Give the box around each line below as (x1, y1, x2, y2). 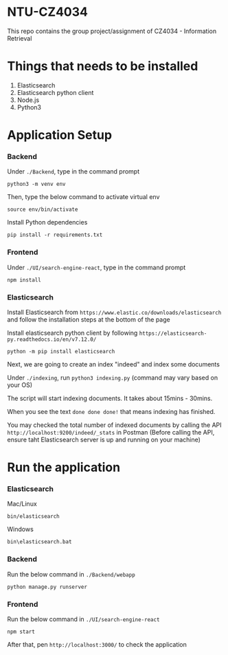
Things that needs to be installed (7, 59, 198, 74)
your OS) (7, 380, 33, 389)
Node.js (16, 96, 40, 104)
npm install (7, 276, 41, 283)
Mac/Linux (7, 500, 38, 508)
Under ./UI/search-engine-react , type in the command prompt (7, 263, 186, 271)
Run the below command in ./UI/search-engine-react (7, 615, 160, 623)
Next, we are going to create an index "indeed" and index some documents (7, 360, 220, 368)
